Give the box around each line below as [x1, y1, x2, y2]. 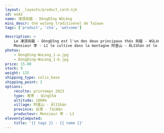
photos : [5, 47, 21, 53]
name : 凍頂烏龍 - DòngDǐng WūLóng [5, 16, 72, 21]
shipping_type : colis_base [5, 75, 60, 80]
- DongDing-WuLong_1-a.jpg [14, 52, 69, 57]
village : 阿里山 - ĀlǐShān [14, 102, 67, 108]
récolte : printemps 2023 [14, 89, 64, 93]
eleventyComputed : [5, 116, 42, 121]
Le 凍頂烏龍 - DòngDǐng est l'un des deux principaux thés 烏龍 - [14, 39, 147, 44]
